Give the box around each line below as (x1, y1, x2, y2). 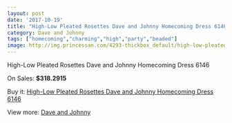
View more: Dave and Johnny (7, 108, 91, 116)
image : (7, 42, 26, 49)
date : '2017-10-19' (7, 16, 64, 23)
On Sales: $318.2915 (7, 74, 67, 82)
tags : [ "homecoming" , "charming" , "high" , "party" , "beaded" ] (7, 36, 177, 43)
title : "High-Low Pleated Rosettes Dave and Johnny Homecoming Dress (7, 23, 212, 30)
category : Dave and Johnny (7, 29, 85, 36)
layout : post (7, 10, 45, 17)
